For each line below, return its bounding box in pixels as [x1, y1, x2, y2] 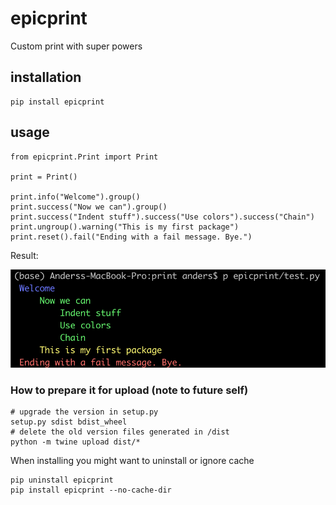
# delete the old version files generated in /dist [10, 427, 230, 437]
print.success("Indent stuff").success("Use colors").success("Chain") [10, 212, 315, 222]
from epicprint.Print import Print [10, 152, 159, 162]
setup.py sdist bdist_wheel [10, 417, 128, 427]
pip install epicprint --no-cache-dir [10, 485, 172, 495]
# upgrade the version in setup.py [10, 407, 159, 417]
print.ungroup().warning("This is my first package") [10, 222, 240, 232]
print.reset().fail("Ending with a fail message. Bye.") [10, 232, 253, 242]
